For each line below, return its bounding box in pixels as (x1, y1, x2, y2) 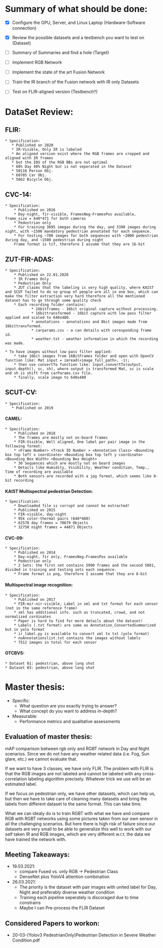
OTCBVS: (5, 650, 25, 656)
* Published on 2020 (11, 143, 54, 148)
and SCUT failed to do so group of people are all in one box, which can (5, 289, 159, 294)
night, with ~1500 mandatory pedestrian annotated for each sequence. (5, 229, 152, 234)
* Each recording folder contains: (14, 302, 86, 307)
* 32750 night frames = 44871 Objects (14, 525, 93, 530)
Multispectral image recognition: (5, 582, 73, 588)
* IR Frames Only (14, 277, 49, 282)
